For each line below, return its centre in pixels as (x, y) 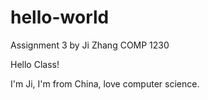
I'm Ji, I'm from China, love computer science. (105, 83)
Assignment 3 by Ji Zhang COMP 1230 (90, 45)
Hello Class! (35, 64)
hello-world (60, 17)
